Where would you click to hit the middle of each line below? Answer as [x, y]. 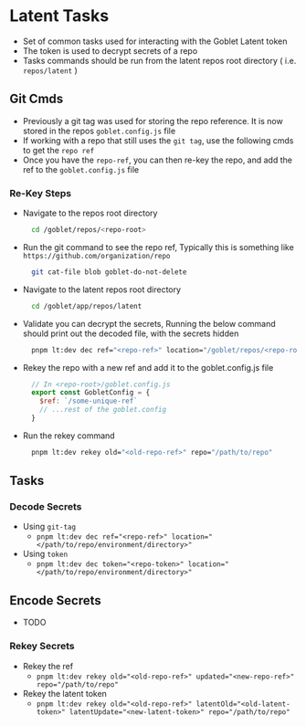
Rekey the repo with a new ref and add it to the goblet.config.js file [148, 367]
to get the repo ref [58, 150]
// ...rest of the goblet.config [103, 410]
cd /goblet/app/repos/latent [87, 306]
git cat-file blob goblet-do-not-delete [109, 272]
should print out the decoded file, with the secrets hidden [131, 333]
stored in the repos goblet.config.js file [99, 131]
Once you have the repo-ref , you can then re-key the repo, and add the [157, 160]
